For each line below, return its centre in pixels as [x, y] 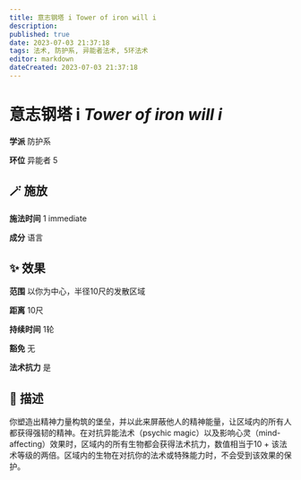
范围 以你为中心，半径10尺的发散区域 [77, 291]
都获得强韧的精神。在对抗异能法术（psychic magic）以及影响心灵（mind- [145, 433]
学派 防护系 [30, 141]
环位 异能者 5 [34, 160]
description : [34, 26]
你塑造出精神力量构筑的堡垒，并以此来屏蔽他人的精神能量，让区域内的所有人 [150, 422]
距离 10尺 [26, 311]
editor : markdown [42, 59]
